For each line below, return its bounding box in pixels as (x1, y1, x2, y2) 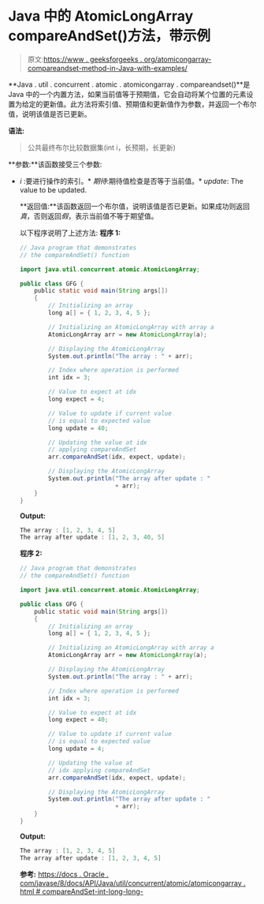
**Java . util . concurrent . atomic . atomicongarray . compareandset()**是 (8, 80, 251, 89)
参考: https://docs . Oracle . (19, 869, 109, 879)
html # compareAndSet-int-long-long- (19, 887, 143, 896)
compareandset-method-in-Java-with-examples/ (27, 63, 188, 73)
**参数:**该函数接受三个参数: (8, 159, 102, 169)
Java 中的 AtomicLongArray (8, 7, 194, 25)
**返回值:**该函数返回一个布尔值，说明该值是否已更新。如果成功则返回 (19, 201, 250, 211)
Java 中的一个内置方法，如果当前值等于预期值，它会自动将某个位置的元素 (8, 89, 247, 99)
